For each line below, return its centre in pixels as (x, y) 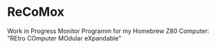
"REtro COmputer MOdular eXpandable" (64, 38)
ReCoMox (36, 12)
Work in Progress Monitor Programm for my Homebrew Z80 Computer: (108, 31)
